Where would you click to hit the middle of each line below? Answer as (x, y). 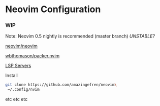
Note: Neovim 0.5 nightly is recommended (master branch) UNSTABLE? (80, 36)
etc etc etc (17, 99)
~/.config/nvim (23, 90)
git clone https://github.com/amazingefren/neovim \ (61, 85)
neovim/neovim (22, 46)
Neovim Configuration (53, 9)
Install (11, 76)
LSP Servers (18, 66)
